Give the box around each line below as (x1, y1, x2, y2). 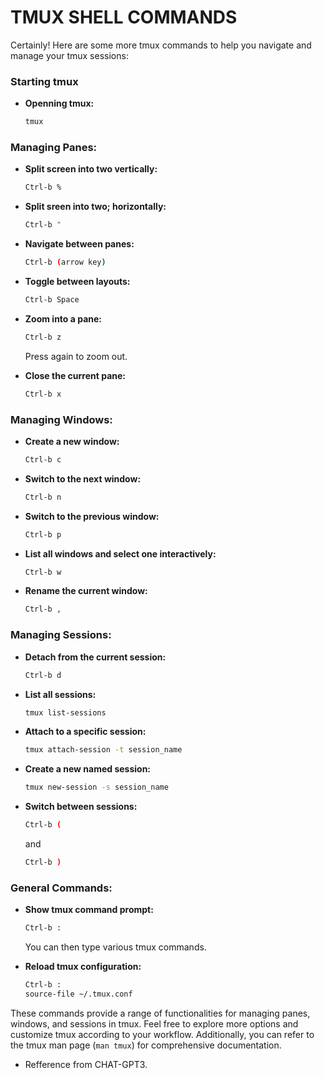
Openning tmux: (24, 97, 95, 110)
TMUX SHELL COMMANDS (10, 6, 238, 29)
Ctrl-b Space (24, 295, 80, 305)
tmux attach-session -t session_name (24, 745, 183, 755)
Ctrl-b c (24, 454, 62, 465)
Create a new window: (24, 435, 120, 447)
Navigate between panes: (24, 238, 135, 250)
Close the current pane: (24, 369, 126, 381)
